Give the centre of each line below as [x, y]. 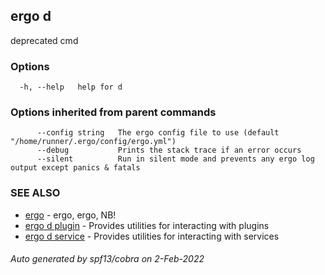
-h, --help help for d [71, 87]
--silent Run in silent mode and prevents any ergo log [175, 159]
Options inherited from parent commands [113, 112]
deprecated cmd [44, 40]
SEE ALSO [35, 193]
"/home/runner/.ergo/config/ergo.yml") [93, 142]
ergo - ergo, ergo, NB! [70, 215]
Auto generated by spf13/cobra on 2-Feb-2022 [107, 259]
